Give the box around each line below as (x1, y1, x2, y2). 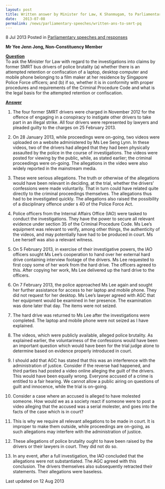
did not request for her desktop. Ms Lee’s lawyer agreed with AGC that (12, 292, 155, 298)
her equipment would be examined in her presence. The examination (12, 298, 152, 304)
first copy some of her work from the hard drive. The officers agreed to (12, 262, 156, 268)
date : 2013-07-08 (5, 16, 46, 21)
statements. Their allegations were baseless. (12, 469, 103, 475)
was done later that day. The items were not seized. (12, 303, 117, 309)
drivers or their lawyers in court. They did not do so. (12, 443, 118, 450)
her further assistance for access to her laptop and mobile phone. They (12, 287, 157, 293)
